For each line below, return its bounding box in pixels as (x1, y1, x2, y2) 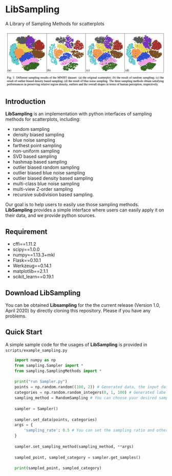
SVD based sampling (12, 153, 57, 160)
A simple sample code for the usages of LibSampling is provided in (5, 341, 147, 347)
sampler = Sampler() (14, 406, 58, 411)
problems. (5, 313, 27, 319)
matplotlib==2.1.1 (12, 268, 48, 274)
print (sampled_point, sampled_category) (14, 466, 102, 471)
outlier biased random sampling (12, 164, 80, 170)
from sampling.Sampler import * (14, 363, 83, 368)
